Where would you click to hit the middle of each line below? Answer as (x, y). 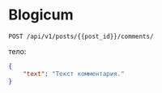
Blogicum (41, 15)
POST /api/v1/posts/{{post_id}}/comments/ (81, 36)
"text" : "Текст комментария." (74, 74)
